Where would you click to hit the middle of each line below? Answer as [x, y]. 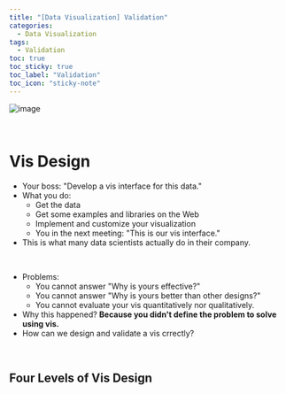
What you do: [46, 195]
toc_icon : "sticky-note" [55, 83]
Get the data [58, 205]
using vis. [40, 323]
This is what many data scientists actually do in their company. [136, 242]
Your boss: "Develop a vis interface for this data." [112, 186]
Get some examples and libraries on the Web [117, 214]
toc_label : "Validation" [55, 75]
